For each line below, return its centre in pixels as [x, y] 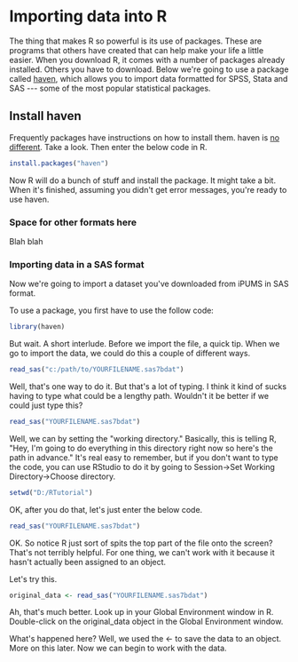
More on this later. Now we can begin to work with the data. [118, 648]
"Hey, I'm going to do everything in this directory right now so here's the [141, 448]
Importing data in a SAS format [77, 264]
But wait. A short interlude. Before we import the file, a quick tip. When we [145, 344]
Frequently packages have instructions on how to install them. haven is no [145, 137]
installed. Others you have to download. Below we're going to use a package [149, 69]
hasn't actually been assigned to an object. [88, 562]
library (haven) [37, 327]
